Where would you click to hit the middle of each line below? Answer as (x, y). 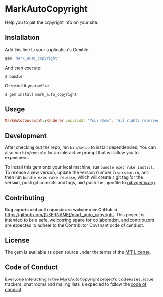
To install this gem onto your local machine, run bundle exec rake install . (80, 167)
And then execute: (23, 68)
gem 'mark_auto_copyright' (32, 58)
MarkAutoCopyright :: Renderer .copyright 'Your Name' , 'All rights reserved (82, 121)
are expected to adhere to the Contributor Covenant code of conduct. (74, 225)
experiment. (17, 158)
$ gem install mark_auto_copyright (41, 94)
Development (26, 135)
